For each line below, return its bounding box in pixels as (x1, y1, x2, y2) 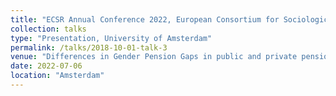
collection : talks (10, 24, 87, 34)
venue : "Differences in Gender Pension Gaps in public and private (10, 52, 298, 62)
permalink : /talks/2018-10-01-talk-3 (10, 42, 168, 53)
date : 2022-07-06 (10, 61, 83, 71)
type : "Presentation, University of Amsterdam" (10, 33, 213, 43)
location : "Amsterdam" (10, 71, 105, 81)
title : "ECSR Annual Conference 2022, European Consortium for (10, 14, 280, 25)
